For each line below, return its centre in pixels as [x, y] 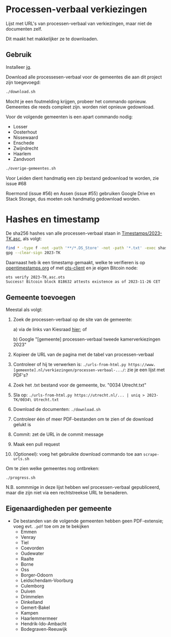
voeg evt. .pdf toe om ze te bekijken [51, 526]
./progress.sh [21, 478]
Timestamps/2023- [142, 233]
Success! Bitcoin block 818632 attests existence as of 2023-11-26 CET [83, 282]
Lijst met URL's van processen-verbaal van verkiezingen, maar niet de [79, 23]
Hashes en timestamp [53, 219]
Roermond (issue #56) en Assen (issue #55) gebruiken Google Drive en [80, 193]
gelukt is [22, 424]
